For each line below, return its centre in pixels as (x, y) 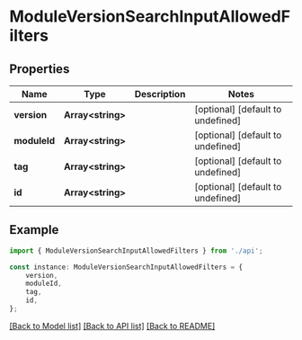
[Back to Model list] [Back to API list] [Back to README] (112, 326)
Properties (40, 69)
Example (34, 230)
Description (160, 94)
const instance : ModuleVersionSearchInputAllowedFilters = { (126, 267)
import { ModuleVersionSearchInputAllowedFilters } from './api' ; (136, 251)
